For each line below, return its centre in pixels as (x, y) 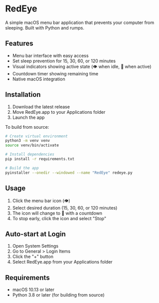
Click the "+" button (33, 257)
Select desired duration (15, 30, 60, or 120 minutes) (65, 208)
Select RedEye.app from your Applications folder (63, 262)
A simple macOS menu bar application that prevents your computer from (80, 22)
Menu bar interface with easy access (50, 55)
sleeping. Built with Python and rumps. (45, 27)
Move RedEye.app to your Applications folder (59, 112)
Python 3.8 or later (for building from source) (58, 295)
